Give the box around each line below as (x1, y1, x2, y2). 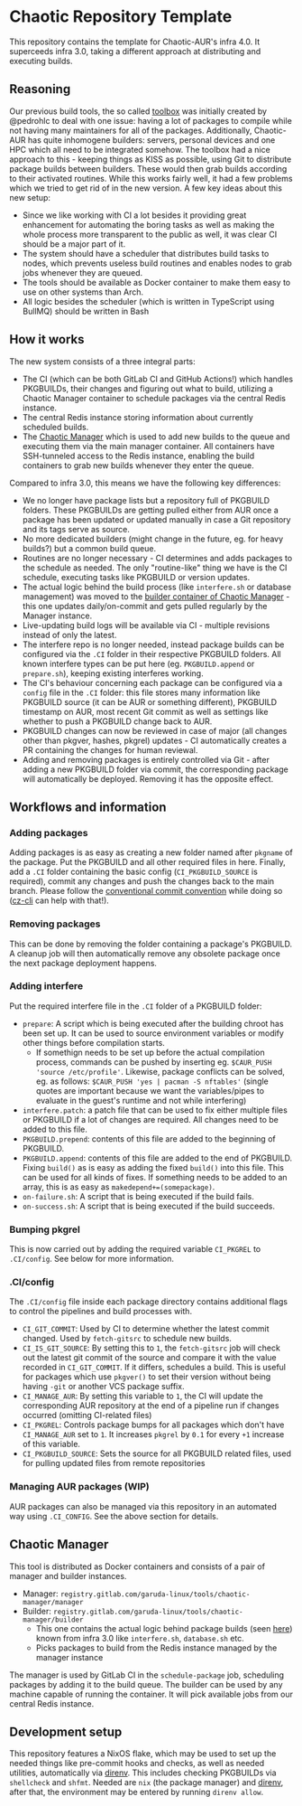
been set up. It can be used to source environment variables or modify (22, 1028, 284, 1039)
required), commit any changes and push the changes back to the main (9, 876, 275, 887)
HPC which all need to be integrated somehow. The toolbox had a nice (9, 144, 270, 155)
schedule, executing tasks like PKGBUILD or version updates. (22, 571, 251, 582)
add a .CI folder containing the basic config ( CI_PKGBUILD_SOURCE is (9, 866, 259, 878)
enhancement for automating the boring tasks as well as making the (22, 219, 275, 230)
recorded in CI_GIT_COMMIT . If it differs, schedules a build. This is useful (22, 1362, 287, 1373)
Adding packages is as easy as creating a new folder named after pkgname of (9, 847, 293, 858)
